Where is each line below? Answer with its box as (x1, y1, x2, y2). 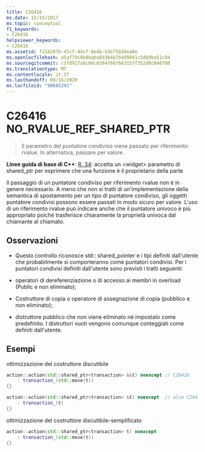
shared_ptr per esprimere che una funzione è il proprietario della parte (6, 167, 184, 174)
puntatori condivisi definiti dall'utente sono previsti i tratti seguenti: (15, 264, 183, 272)
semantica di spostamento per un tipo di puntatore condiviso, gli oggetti (6, 192, 187, 199)
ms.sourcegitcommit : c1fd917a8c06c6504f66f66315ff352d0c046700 (6, 60, 171, 66)
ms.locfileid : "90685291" (6, 83, 72, 89)
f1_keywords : (6, 26, 40, 32)
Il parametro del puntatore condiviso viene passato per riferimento (21, 142, 189, 150)
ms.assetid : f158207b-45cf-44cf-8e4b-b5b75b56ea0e (6, 49, 138, 55)
